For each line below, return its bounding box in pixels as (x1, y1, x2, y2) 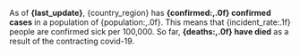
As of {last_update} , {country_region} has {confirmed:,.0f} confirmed (9, 8, 271, 18)
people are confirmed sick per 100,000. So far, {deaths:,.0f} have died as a (9, 27, 289, 36)
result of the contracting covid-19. (9, 35, 135, 46)
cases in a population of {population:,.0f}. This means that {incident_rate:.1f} (9, 17, 291, 27)
